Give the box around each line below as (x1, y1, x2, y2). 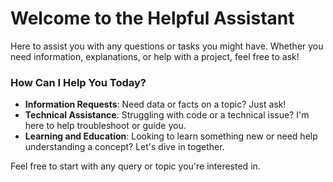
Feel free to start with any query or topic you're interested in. (10, 160, 261, 172)
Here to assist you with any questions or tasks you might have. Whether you (10, 40, 324, 52)
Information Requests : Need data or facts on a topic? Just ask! (24, 98, 287, 111)
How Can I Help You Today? (10, 75, 147, 89)
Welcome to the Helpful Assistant (10, 7, 295, 30)
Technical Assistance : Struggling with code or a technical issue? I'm (24, 109, 310, 121)
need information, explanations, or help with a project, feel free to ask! (10, 50, 300, 62)
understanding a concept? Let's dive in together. (24, 141, 225, 153)
